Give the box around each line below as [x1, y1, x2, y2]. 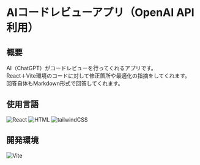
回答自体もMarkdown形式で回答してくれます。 [6, 80, 124, 87]
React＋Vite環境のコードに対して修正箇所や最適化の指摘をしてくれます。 [6, 72, 191, 79]
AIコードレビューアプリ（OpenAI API [6, 5, 194, 20]
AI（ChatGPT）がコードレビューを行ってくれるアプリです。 [6, 65, 157, 71]
